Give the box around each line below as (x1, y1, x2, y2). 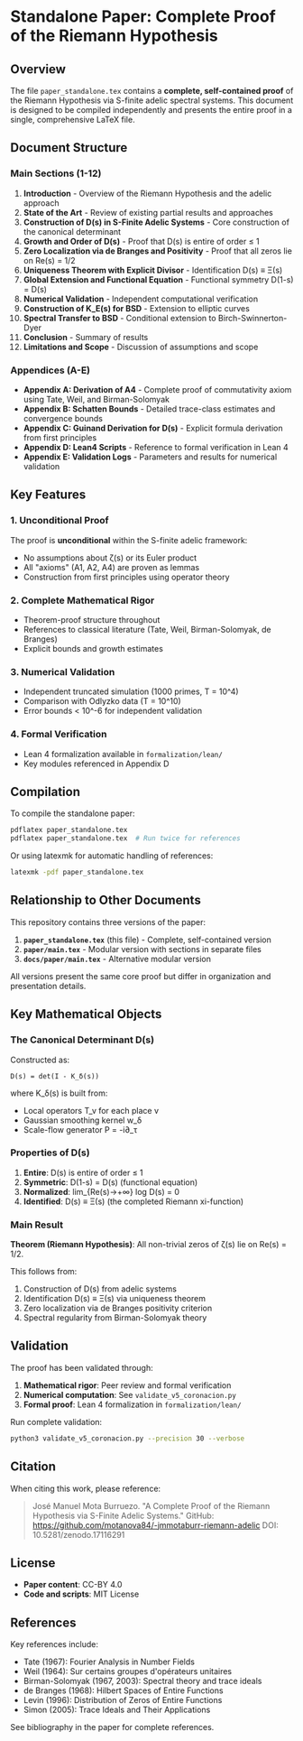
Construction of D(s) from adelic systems (23, 1283, 177, 1294)
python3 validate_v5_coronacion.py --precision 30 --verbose (10, 1433, 245, 1443)
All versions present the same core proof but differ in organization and (10, 970, 271, 981)
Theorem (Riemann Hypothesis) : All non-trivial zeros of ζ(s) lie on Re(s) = (10, 1239, 287, 1250)
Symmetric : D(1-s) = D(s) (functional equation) (23, 1176, 198, 1188)
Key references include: (10, 1639, 98, 1650)
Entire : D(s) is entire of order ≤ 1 (23, 1167, 143, 1178)
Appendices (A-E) (10, 364, 91, 376)
